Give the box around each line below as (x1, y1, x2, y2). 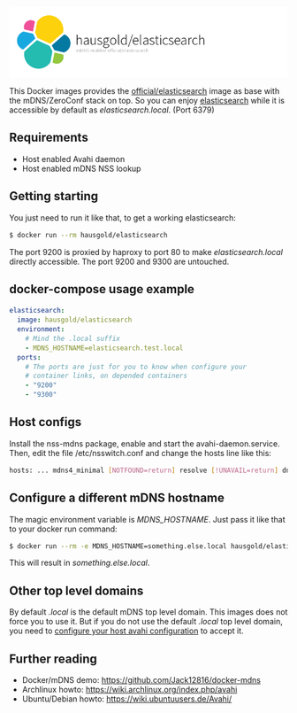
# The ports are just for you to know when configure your (25, 362, 247, 371)
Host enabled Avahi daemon (21, 153, 126, 164)
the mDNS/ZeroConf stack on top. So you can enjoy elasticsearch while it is (9, 96, 286, 105)
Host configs (9, 415, 82, 430)
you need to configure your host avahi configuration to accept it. (9, 625, 245, 636)
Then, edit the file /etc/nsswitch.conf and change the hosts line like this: (9, 447, 272, 458)
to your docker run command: (9, 523, 118, 534)
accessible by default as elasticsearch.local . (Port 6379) (9, 105, 215, 115)
